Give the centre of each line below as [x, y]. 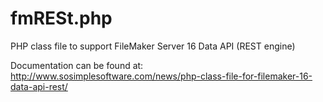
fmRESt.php [61, 18]
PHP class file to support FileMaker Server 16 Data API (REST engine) [153, 46]
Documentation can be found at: [77, 65]
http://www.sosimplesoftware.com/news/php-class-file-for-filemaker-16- [161, 76]
